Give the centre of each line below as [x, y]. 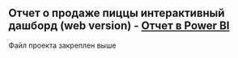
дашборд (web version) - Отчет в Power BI [119, 26]
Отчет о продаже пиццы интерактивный [117, 13]
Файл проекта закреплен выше [62, 45]
